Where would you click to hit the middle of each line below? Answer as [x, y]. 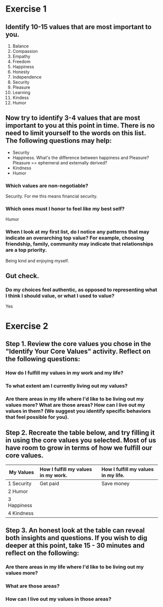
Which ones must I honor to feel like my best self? [65, 209]
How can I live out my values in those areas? [59, 599]
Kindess [21, 98]
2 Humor [18, 491]
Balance [21, 46]
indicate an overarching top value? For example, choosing [75, 238]
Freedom [22, 61]
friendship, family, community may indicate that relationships [80, 244]
